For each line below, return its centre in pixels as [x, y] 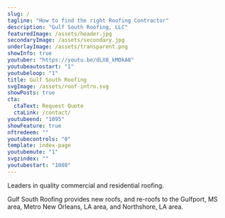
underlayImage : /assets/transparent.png [68, 47]
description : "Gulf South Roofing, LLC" [68, 27]
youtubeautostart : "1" [41, 67]
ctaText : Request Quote [48, 106]
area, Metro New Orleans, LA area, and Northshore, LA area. [96, 207]
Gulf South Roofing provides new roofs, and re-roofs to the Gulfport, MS [112, 199]
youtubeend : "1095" [36, 119]
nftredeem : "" [28, 132]
